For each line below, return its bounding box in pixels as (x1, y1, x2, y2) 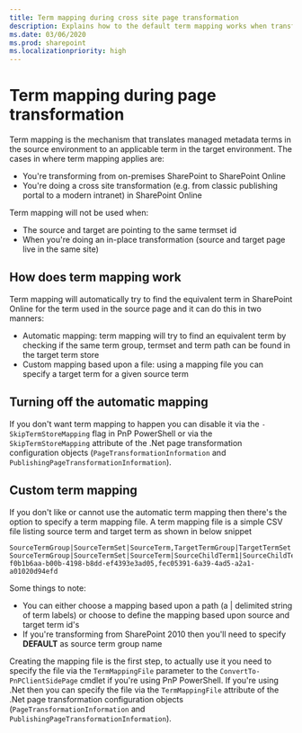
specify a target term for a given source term (22, 368, 189, 379)
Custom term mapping (9, 483, 138, 498)
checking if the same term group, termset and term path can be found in (22, 339, 290, 351)
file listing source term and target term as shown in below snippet (9, 525, 253, 536)
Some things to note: (9, 582, 87, 594)
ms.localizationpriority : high (9, 47, 127, 56)
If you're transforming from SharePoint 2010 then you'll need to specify (22, 629, 287, 639)
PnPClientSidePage (9, 676, 78, 685)
